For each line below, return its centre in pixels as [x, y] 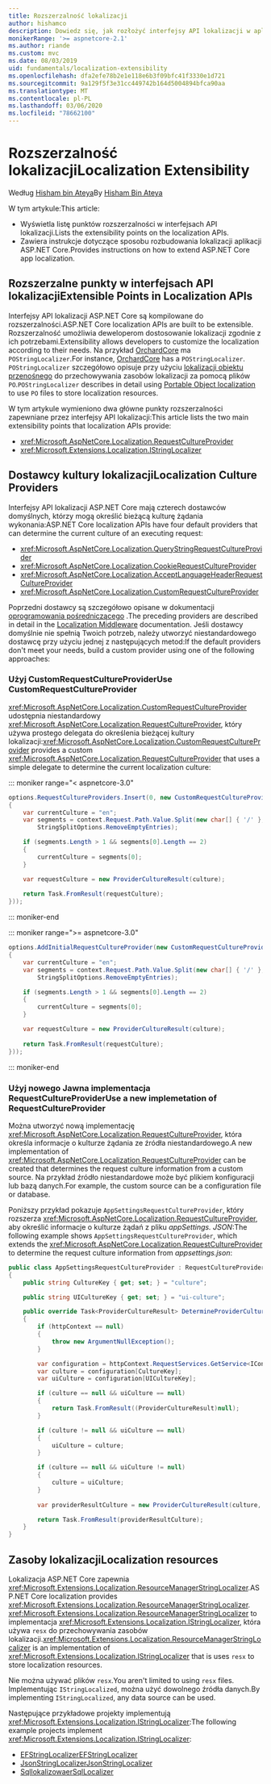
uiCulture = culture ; [88, 1445]
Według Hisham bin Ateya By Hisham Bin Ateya [85, 192]
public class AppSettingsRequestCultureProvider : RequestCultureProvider [137, 1268]
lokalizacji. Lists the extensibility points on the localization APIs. [125, 232]
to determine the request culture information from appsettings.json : [120, 1252]
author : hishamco [38, 23]
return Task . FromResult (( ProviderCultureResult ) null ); [146, 1409]
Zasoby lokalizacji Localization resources [113, 1559]
